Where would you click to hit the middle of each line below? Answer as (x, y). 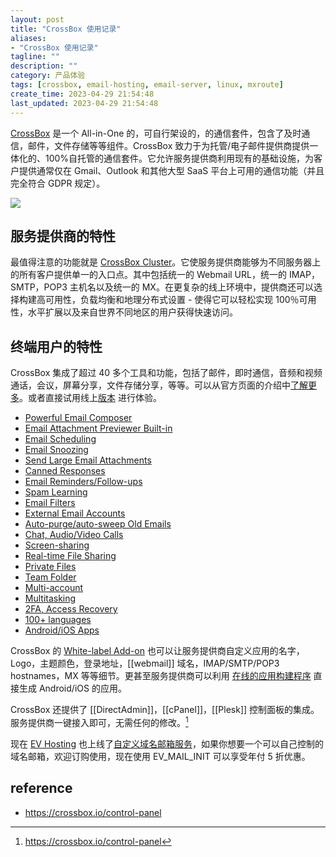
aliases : (28, 38)
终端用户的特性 (56, 346)
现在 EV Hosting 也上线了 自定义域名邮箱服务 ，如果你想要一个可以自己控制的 (167, 743)
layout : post (37, 19)
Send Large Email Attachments (88, 460)
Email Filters (50, 503)
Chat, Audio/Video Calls (74, 535)
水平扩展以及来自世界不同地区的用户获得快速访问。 (132, 312)
